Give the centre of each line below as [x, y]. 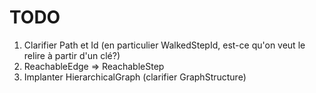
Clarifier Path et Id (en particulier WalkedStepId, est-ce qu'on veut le [164, 45]
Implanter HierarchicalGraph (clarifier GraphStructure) [135, 77]
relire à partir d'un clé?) [72, 55]
